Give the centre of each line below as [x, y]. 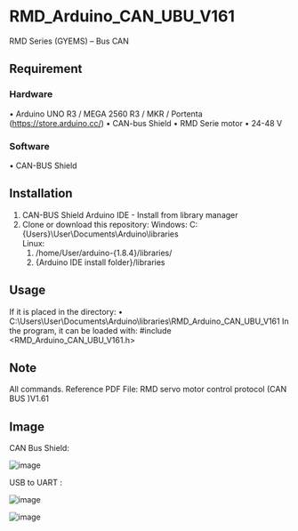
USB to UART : [36, 483]
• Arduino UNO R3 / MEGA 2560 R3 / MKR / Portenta [106, 114]
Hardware [31, 94]
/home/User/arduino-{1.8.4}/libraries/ [104, 253]
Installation [41, 193]
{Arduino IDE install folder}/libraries [101, 262]
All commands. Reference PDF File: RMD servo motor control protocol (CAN [148, 390]
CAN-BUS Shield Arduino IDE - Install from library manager [130, 214]
